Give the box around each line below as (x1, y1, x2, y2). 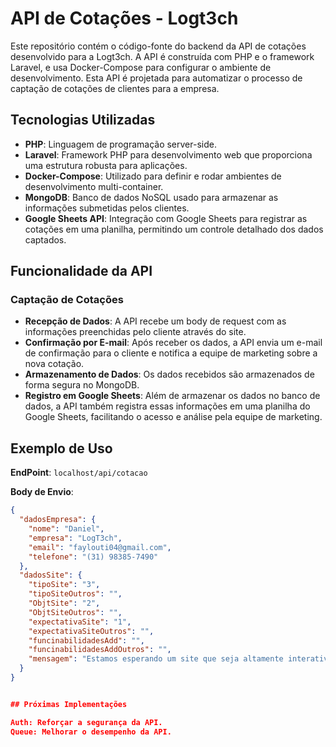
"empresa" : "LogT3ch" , (28, 533, 123, 543)
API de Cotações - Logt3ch (10, 7, 239, 30)
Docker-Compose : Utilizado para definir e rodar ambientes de (24, 170, 282, 182)
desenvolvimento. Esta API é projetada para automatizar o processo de (10, 72, 303, 84)
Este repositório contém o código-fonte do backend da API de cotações (10, 40, 307, 52)
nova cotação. (24, 358, 85, 370)
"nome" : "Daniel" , (28, 524, 105, 534)
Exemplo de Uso (10, 440, 113, 457)
